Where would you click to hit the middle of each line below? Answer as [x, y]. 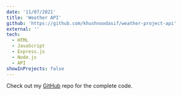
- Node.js [24, 57]
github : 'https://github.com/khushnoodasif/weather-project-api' [91, 23]
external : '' [23, 29]
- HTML [20, 40]
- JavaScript [28, 46]
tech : [13, 35]
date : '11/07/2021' [31, 12]
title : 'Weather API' [34, 18]
